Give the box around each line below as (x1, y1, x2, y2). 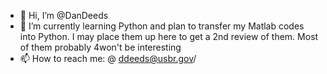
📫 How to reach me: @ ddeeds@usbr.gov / (19, 53, 197, 64)
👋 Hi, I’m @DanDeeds (19, 10, 109, 21)
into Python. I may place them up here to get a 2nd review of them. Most (19, 31, 319, 42)
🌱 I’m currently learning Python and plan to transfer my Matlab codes (19, 20, 305, 32)
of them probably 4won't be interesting (19, 41, 182, 53)
